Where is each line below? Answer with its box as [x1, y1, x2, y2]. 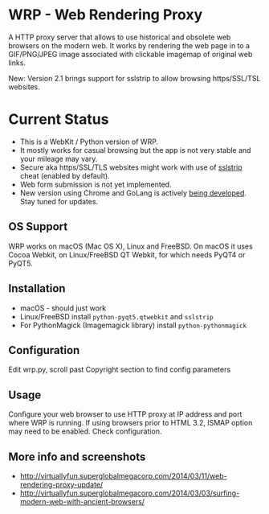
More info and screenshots [8, 450, 146, 463]
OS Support [8, 220, 68, 234]
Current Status [8, 110, 109, 129]
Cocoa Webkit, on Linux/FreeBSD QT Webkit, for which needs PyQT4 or [8, 249, 246, 259]
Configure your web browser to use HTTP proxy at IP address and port [8, 409, 243, 419]
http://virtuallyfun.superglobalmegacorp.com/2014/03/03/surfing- [19, 488, 240, 498]
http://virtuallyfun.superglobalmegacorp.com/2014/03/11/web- [19, 471, 227, 480]
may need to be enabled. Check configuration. [8, 426, 162, 436]
